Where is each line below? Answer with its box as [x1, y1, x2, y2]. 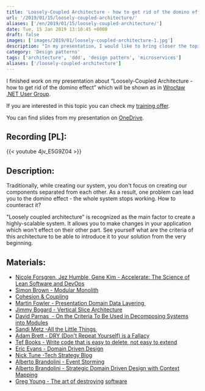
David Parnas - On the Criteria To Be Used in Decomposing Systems [15, 312, 189, 319]
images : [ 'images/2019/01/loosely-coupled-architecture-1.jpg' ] [6, 37, 173, 44]
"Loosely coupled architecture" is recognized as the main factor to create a [6, 213, 195, 221]
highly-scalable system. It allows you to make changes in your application [6, 220, 192, 227]
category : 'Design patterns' [6, 49, 81, 55]
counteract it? [6, 202, 41, 209]
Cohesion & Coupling [15, 292, 69, 300]
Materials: [6, 257, 46, 267]
